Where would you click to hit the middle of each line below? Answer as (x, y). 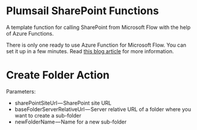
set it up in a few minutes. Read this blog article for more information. (90, 51)
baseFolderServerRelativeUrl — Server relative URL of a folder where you (103, 109)
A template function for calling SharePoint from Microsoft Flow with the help (98, 27)
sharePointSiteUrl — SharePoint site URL (63, 103)
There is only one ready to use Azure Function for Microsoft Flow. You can (96, 45)
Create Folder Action (58, 75)
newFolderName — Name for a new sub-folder (70, 122)
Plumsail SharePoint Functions (83, 11)
